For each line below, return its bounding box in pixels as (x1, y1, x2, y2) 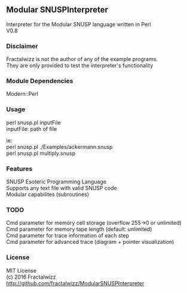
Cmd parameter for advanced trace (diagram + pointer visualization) (6, 239, 174, 246)
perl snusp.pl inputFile (6, 119, 61, 126)
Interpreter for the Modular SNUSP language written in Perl (6, 20, 151, 28)
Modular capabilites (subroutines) (6, 191, 90, 198)
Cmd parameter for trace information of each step (6, 232, 130, 239)
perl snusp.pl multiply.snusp (6, 149, 76, 157)
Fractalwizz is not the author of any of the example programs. (6, 56, 158, 63)
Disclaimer (6, 42, 38, 50)
